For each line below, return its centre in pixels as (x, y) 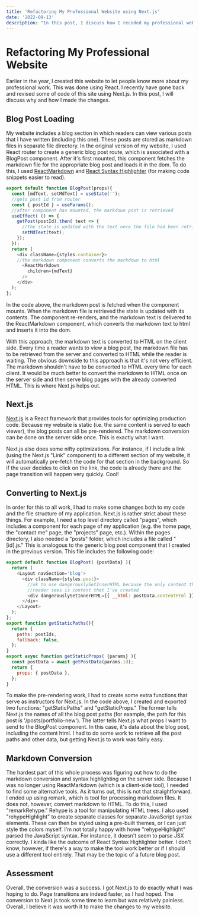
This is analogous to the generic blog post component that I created (107, 545)
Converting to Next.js (46, 493)
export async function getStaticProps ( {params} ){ (71, 657)
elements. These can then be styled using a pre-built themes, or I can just (96, 823)
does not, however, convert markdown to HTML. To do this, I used (87, 804)
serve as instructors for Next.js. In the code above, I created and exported (96, 701)
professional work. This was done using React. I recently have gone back (95, 87)
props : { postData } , (43, 673)
